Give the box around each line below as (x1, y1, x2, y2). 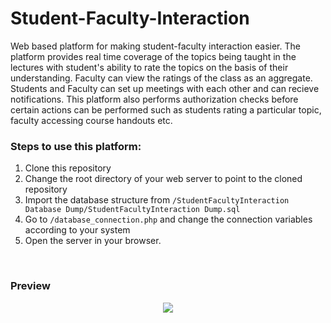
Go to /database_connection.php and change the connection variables (24, 213, 313, 226)
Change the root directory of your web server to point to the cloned (24, 173, 303, 185)
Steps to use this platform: (10, 139, 142, 153)
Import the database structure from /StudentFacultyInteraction (24, 194, 290, 206)
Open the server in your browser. (24, 235, 162, 247)
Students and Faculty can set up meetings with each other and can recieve (10, 82, 320, 94)
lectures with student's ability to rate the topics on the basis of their (10, 61, 289, 73)
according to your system (24, 224, 131, 236)
